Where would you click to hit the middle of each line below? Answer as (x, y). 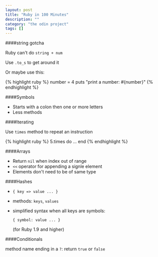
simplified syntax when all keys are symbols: (59, 211)
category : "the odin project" (37, 24)
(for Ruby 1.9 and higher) (38, 229)
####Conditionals (24, 239)
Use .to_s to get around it (32, 62)
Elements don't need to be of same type (54, 172)
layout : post (19, 10)
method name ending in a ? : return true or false (55, 249)
